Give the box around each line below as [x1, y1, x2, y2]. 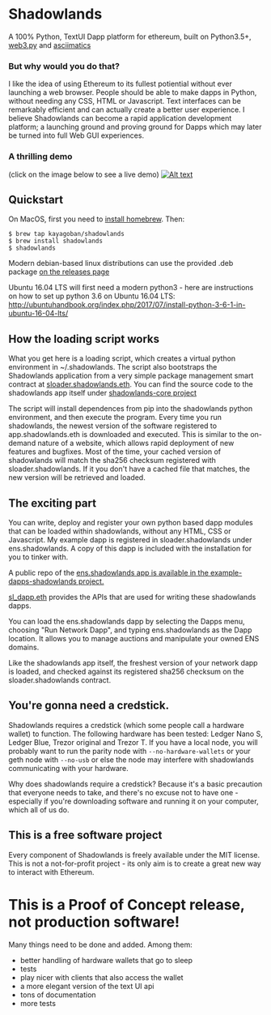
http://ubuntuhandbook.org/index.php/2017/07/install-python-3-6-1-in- [8, 300, 246, 310]
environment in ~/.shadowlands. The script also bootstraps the [8, 362, 218, 372]
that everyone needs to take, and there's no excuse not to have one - [8, 787, 239, 797]
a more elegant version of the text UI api [19, 981, 155, 991]
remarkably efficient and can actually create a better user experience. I [8, 105, 245, 114]
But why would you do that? [8, 60, 120, 71]
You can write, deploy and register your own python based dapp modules [8, 517, 253, 527]
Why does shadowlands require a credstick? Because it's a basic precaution [8, 779, 263, 789]
